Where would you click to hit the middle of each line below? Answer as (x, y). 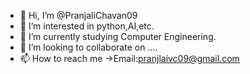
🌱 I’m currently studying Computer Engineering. (118, 36)
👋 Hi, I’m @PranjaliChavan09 (78, 15)
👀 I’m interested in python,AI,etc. (87, 26)
